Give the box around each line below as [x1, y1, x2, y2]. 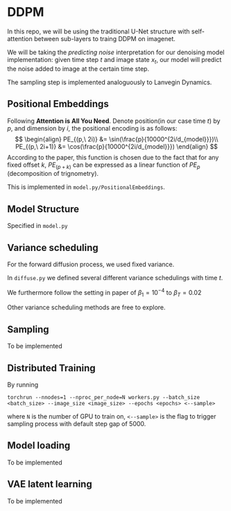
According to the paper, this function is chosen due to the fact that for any [7, 153, 219, 161]
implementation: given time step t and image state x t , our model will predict [7, 55, 222, 65]
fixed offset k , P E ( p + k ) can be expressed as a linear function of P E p [7, 161, 200, 170]
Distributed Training [7, 362, 96, 374]
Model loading [7, 439, 71, 452]
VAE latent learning [7, 478, 92, 490]
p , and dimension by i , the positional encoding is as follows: [7, 124, 178, 132]
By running [7, 380, 39, 389]
